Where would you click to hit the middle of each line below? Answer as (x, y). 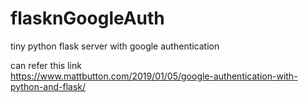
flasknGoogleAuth (87, 18)
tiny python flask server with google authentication (115, 46)
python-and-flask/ (48, 86)
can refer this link (46, 65)
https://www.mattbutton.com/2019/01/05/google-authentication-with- (154, 76)
